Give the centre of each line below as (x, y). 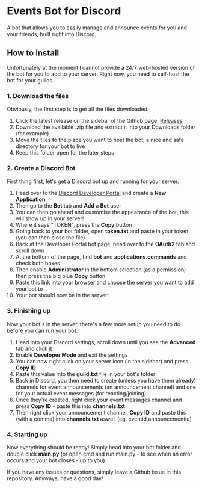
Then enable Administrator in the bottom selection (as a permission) (101, 270)
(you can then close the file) (50, 238)
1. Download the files (38, 96)
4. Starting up (27, 434)
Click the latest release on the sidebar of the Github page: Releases (99, 121)
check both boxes (38, 264)
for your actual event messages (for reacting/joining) (81, 393)
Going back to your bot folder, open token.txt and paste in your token (102, 231)
